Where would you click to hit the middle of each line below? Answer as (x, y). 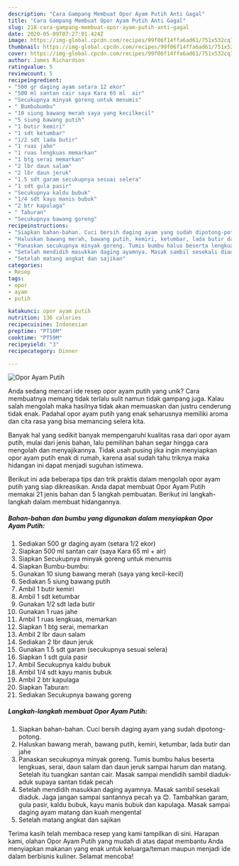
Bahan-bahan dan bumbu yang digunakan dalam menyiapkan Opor (111, 518)
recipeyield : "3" (34, 344)
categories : (26, 265)
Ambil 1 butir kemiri (46, 589)
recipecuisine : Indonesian (48, 324)
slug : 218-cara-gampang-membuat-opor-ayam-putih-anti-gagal (99, 27)
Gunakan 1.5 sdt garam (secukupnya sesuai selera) (93, 650)
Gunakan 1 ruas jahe (48, 612)
